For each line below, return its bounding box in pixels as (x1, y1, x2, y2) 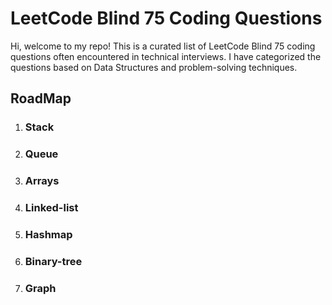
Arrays (24, 174, 60, 188)
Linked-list (24, 201, 79, 215)
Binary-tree (24, 254, 83, 268)
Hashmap (24, 227, 73, 241)
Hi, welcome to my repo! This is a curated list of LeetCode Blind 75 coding (10, 40, 316, 52)
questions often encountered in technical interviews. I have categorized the (10, 50, 322, 62)
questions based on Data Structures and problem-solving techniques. (10, 61, 298, 73)
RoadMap (10, 90, 72, 107)
